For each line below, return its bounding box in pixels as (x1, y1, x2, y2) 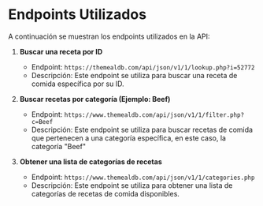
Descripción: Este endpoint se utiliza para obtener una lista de (31, 180, 233, 190)
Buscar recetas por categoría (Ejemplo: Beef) (19, 94, 171, 103)
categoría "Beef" (31, 141, 87, 151)
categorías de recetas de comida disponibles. (31, 189, 180, 198)
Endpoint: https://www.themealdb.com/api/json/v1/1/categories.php (31, 172, 255, 182)
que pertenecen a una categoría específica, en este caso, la (31, 133, 227, 143)
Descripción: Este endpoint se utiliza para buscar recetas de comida (31, 125, 254, 134)
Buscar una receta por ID (19, 47, 103, 56)
